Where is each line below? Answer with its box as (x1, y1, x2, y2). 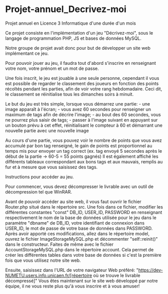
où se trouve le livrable (93, 272, 141, 278)
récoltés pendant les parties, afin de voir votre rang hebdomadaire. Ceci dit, (5, 85, 162, 91)
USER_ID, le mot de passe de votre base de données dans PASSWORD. (5, 225, 153, 231)
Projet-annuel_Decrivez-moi (5, 4, 127, 15)
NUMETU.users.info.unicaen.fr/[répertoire (5, 272, 92, 278)
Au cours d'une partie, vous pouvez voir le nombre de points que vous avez (5, 137, 162, 143)
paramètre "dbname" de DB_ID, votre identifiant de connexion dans (5, 220, 145, 226)
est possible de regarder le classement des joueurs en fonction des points (5, 80, 159, 86)
